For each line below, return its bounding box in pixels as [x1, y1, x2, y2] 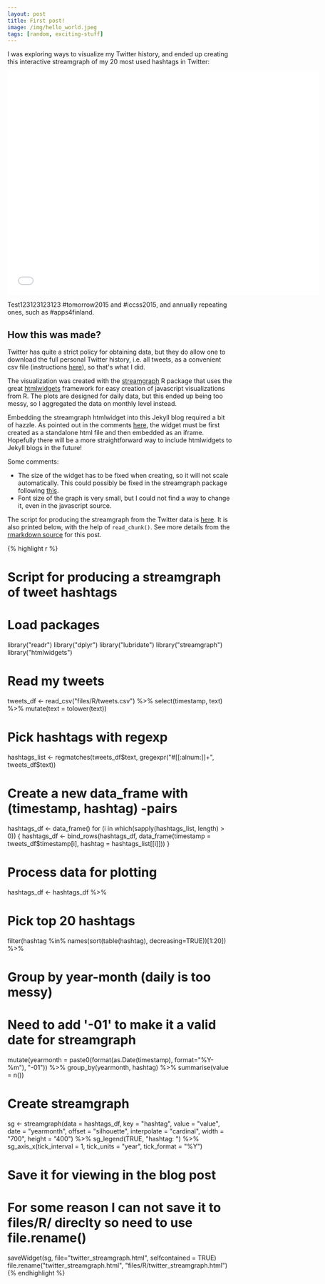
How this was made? [7, 329, 101, 341]
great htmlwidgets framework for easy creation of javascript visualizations [7, 384, 226, 393]
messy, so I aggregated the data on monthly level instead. [7, 399, 177, 408]
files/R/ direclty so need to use [7, 1215, 193, 1231]
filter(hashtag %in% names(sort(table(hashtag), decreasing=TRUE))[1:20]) [7, 936, 227, 945]
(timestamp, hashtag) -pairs [7, 800, 178, 817]
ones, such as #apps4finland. [7, 308, 95, 317]
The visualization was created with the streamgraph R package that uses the [7, 377, 232, 385]
